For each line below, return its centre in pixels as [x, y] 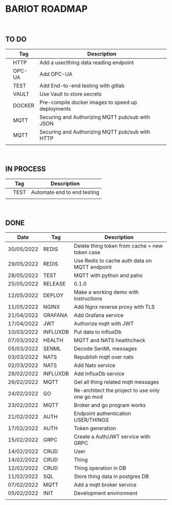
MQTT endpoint [93, 267]
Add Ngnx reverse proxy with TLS [114, 307]
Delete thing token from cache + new [118, 246]
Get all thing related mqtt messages [117, 382]
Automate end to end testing [65, 192]
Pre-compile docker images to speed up [88, 102]
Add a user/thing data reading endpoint [87, 62]
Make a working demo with [106, 292]
